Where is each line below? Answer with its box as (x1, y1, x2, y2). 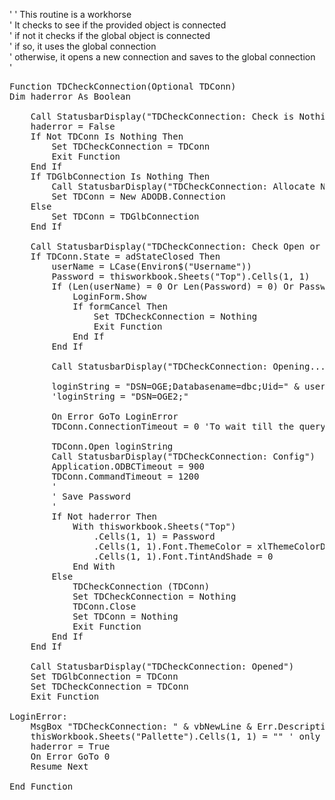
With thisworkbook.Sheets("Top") (72, 521, 237, 532)
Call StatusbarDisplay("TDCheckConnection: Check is (30, 111, 295, 122)
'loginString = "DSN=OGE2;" (51, 391, 189, 402)
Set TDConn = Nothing (72, 611, 179, 622)
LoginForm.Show (72, 291, 147, 302)
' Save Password (51, 491, 131, 502)
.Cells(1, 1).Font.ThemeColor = (93, 541, 252, 552)
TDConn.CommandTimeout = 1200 (51, 471, 200, 482)
